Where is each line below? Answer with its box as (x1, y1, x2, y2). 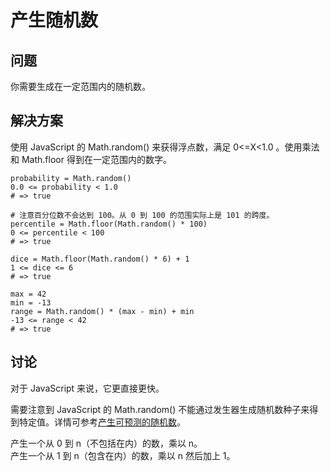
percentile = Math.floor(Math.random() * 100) (10, 219, 208, 229)
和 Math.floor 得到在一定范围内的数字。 (10, 153, 172, 165)
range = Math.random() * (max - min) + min (10, 306, 195, 316)
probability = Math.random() (10, 173, 132, 183)
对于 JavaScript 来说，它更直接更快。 (10, 382, 165, 394)
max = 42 (10, 289, 47, 299)
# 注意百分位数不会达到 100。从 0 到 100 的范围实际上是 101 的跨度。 (10, 210, 275, 220)
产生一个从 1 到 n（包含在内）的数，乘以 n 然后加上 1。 (10, 449, 236, 461)
